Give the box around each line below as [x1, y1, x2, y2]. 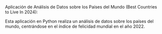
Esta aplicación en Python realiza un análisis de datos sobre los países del [5, 19, 154, 24]
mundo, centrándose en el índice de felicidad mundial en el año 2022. [5, 23, 145, 29]
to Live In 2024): [5, 9, 38, 15]
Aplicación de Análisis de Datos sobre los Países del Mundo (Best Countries [5, 4, 157, 10]
